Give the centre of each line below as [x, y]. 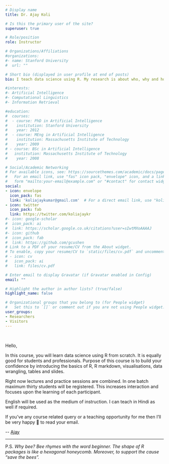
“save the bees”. [22, 457]
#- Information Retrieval [32, 102]
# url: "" [17, 65]
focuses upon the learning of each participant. [53, 392]
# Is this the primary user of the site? [49, 24]
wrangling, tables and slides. [35, 371]
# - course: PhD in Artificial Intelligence [54, 121]
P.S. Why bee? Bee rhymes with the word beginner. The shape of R [75, 446]
